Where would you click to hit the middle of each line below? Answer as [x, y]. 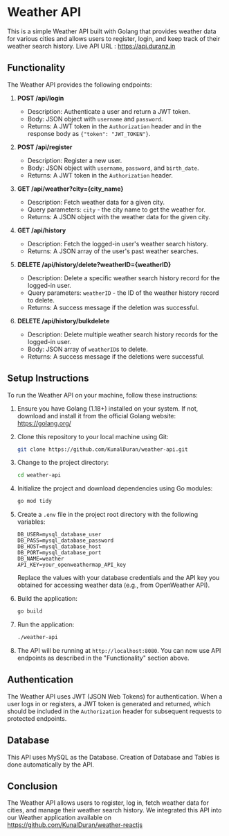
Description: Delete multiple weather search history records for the [123, 334]
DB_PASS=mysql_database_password [65, 541]
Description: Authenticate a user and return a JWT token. [109, 111]
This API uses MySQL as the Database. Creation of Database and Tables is [113, 757]
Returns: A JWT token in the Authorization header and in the [114, 126]
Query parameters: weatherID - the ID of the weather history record [123, 293]
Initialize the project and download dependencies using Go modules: [115, 488]
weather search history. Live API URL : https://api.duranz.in [91, 46]
